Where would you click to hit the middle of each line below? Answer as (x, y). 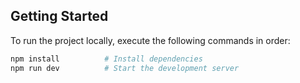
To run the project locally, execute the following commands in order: (150, 40)
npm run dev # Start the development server (125, 68)
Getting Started (59, 16)
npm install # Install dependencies (106, 59)
